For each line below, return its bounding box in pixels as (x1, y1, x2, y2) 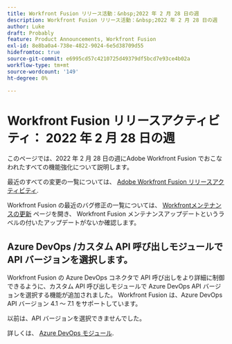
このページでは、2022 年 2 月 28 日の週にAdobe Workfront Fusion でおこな (7, 154, 223, 163)
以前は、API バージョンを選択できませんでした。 (7, 314, 145, 322)
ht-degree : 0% (7, 74, 48, 82)
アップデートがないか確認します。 (43, 218, 141, 227)
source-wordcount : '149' (7, 68, 79, 75)
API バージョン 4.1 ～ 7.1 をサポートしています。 (7, 300, 142, 308)
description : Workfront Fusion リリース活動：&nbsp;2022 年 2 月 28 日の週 (7, 17, 218, 24)
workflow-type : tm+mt (7, 62, 70, 69)
